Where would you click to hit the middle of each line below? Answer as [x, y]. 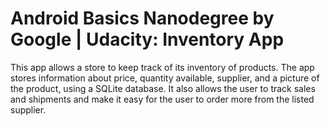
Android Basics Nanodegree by [142, 18]
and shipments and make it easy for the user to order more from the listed [162, 99]
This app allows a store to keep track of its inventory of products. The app [162, 67]
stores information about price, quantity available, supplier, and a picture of [165, 78]
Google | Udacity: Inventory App [147, 39]
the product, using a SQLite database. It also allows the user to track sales [163, 88]
